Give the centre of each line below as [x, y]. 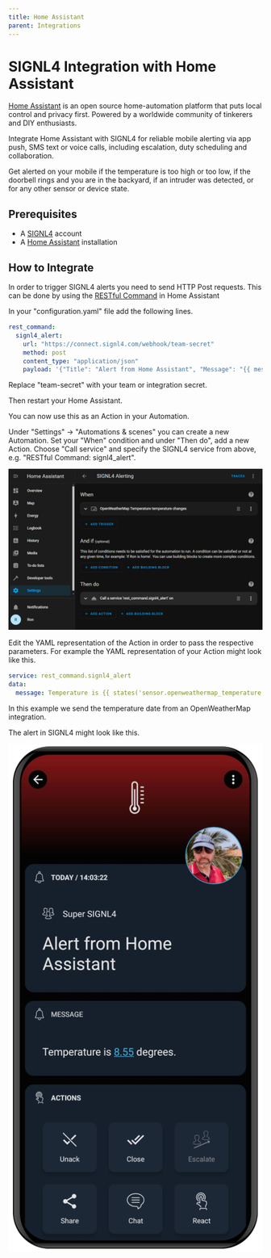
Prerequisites [43, 214]
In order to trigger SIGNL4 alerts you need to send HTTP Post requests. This [135, 287]
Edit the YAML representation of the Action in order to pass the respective [131, 643]
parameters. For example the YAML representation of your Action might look [135, 652]
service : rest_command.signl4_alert [70, 676]
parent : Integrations [45, 25]
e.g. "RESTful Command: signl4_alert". [72, 458]
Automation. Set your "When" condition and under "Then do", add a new [129, 441]
